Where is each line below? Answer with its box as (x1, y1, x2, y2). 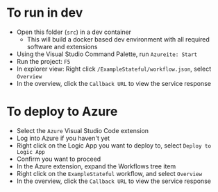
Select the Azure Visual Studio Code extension (16, 126, 149, 134)
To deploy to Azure (6, 104, 118, 119)
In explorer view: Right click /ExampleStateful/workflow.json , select (16, 64, 212, 73)
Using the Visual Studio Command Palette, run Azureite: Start (16, 50, 198, 58)
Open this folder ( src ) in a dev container (16, 28, 132, 36)
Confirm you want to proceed (16, 155, 101, 163)
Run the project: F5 (16, 57, 71, 65)
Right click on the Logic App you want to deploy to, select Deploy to (16, 141, 212, 150)
